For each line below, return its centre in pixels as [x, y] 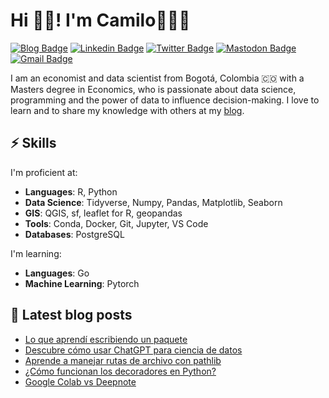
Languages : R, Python [71, 191]
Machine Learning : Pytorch [82, 283]
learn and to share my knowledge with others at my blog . [127, 110]
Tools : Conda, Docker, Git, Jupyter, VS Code [116, 223]
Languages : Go [57, 273]
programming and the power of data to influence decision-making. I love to [165, 100]
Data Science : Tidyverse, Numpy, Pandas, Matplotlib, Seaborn [153, 202]
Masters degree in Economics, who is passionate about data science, [153, 89]
